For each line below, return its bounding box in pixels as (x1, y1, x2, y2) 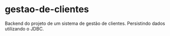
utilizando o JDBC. (5, 25, 44, 31)
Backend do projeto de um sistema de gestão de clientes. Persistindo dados (5, 20, 165, 26)
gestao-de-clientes (5, 4, 89, 15)
